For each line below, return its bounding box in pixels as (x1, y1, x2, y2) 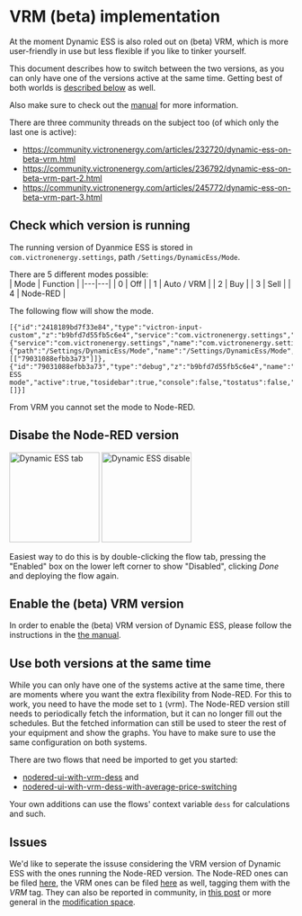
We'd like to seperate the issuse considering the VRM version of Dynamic (9, 858, 281, 869)
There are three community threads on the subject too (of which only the (9, 117, 280, 128)
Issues (9, 834, 48, 849)
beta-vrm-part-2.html (22, 173, 102, 184)
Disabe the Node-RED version (9, 427, 180, 443)
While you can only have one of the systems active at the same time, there (9, 679, 286, 690)
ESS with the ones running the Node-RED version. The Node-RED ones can (9, 868, 289, 878)
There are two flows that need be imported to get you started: (9, 754, 238, 766)
